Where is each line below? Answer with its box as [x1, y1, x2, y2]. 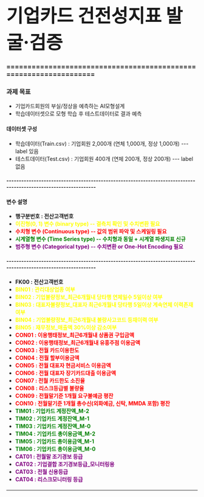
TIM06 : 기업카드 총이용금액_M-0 [15, 445, 96, 453]
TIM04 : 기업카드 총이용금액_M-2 [15, 430, 96, 437]
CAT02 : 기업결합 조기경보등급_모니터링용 [15, 460, 115, 468]
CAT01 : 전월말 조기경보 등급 [15, 453, 83, 460]
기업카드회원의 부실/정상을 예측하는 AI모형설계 [15, 103, 125, 110]
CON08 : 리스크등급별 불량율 [15, 384, 84, 392]
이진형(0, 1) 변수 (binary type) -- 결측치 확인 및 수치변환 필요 [15, 220, 160, 228]
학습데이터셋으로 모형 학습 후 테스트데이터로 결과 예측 [15, 110, 142, 117]
